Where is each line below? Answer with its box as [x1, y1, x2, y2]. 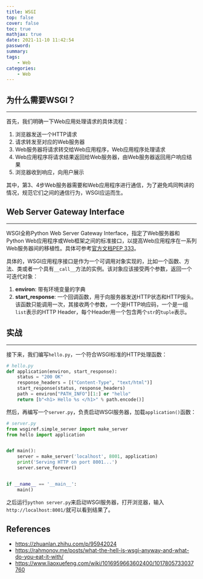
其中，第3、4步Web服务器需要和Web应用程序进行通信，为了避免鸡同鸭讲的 [6, 181, 195, 189]
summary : [6, 49, 28, 55]
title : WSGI [6, 8, 36, 15]
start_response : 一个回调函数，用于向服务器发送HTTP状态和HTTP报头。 [14, 293, 197, 300]
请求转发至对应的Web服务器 [14, 138, 85, 146]
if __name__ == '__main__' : [6, 481, 77, 487]
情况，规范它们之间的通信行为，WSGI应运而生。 [6, 189, 126, 196]
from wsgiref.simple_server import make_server [6, 426, 129, 432]
